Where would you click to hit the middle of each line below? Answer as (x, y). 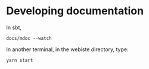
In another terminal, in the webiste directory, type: (67, 49)
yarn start (20, 60)
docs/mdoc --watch (29, 38)
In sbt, (14, 27)
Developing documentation (75, 11)
